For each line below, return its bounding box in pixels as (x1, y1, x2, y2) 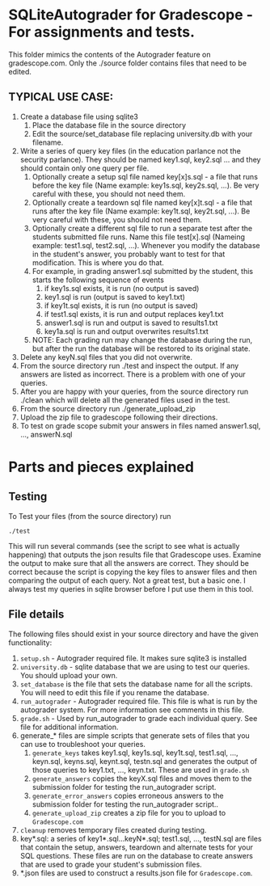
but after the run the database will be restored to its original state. (32, 344, 251, 353)
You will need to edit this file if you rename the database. (19, 687, 210, 697)
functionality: (8, 637, 53, 648)
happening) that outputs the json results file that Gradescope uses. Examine (8, 550, 261, 559)
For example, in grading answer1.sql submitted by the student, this (32, 266, 253, 276)
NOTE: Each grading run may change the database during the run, (32, 335, 253, 344)
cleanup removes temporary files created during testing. (19, 825, 207, 834)
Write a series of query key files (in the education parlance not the (19, 146, 241, 155)
